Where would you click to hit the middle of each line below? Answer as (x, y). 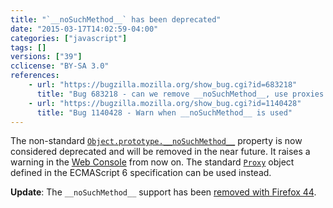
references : (35, 76)
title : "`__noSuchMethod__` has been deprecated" (116, 19)
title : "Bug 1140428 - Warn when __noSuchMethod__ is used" (164, 112)
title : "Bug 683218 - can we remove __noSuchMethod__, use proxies (180, 94)
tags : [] (28, 47)
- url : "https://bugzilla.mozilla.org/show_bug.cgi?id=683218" (163, 85)
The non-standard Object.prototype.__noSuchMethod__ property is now (156, 141)
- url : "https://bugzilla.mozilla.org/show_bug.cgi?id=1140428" (165, 103)
